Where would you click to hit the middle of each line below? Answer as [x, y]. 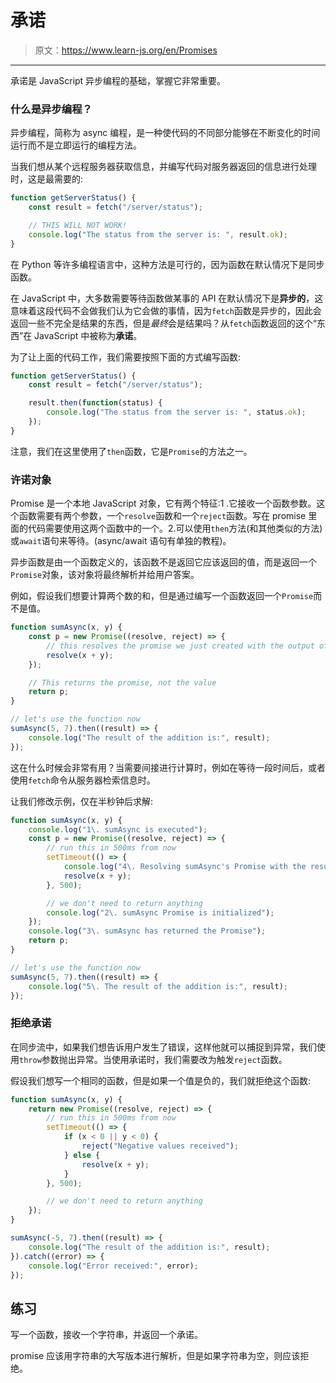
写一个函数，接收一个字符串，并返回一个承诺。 [106, 1335]
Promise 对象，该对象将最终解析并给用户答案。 [105, 575]
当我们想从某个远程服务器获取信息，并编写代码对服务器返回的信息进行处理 [163, 167]
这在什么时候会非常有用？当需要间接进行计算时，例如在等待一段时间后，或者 [168, 767]
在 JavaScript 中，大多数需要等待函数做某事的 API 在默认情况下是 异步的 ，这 [167, 298]
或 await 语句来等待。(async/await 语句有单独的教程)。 [121, 541]
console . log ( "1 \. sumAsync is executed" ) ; [118, 829]
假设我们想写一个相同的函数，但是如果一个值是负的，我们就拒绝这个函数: [161, 1080]
